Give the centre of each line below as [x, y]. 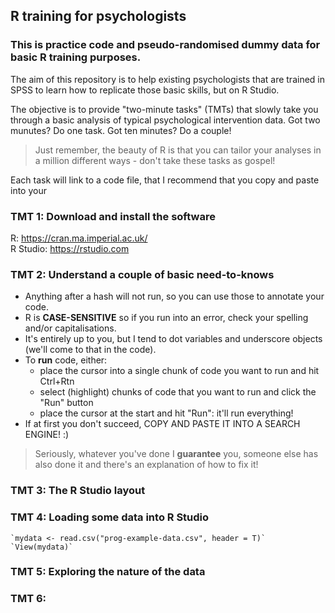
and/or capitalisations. [70, 328]
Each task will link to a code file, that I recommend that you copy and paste [165, 180]
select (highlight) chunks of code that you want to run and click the [178, 392]
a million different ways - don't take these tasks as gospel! [155, 160]
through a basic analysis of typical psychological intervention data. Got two [165, 120]
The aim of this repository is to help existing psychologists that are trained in [168, 79]
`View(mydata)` [42, 547]
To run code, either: [66, 360]
